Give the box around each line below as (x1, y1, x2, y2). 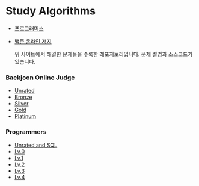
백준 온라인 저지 (14, 37, 52, 45)
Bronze (14, 93, 32, 101)
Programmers (5, 128, 47, 136)
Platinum (14, 113, 37, 120)
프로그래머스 (14, 25, 44, 32)
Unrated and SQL (14, 141, 58, 149)
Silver (14, 100, 29, 107)
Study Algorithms (5, 4, 96, 18)
